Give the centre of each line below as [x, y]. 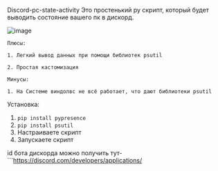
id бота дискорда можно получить [58, 153]
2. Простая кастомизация [43, 68]
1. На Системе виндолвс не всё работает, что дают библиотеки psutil [110, 92]
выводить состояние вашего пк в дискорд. [71, 17]
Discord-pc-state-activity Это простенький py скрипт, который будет [108, 10]
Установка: [24, 104]
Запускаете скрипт [45, 140]
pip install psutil [45, 125]
